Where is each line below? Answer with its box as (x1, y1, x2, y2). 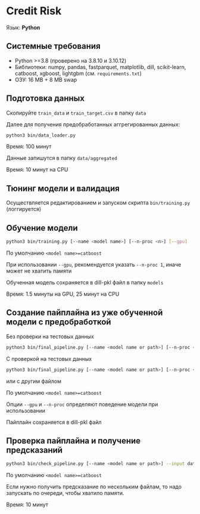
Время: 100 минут (6, 143, 52, 150)
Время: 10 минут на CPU (6, 166, 68, 174)
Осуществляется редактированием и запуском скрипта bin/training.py (6, 199, 190, 206)
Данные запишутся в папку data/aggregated (6, 154, 117, 162)
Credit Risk (6, 4, 62, 18)
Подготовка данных (6, 94, 85, 104)
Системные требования (6, 41, 101, 51)
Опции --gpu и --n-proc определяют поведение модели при (6, 401, 158, 408)
